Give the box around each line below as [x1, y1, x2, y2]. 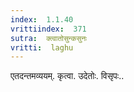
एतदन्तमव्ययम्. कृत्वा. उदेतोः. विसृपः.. [10, 70, 125, 82]
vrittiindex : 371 [10, 24, 87, 34]
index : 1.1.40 [10, 14, 74, 25]
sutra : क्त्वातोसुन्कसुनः [10, 33, 88, 43]
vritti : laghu [10, 42, 74, 53]
